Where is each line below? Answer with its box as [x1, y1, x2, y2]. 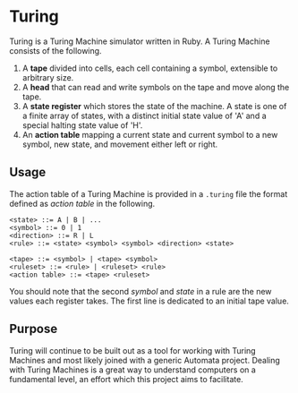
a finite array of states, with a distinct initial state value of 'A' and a [21, 110, 267, 121]
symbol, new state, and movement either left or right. [21, 139, 218, 150]
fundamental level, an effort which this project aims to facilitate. [9, 373, 243, 384]
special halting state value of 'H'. [21, 119, 143, 131]
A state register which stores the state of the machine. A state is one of [21, 100, 287, 111]
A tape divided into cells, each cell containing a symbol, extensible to [21, 63, 278, 73]
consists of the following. [9, 45, 102, 56]
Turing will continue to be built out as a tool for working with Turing [9, 345, 257, 355]
